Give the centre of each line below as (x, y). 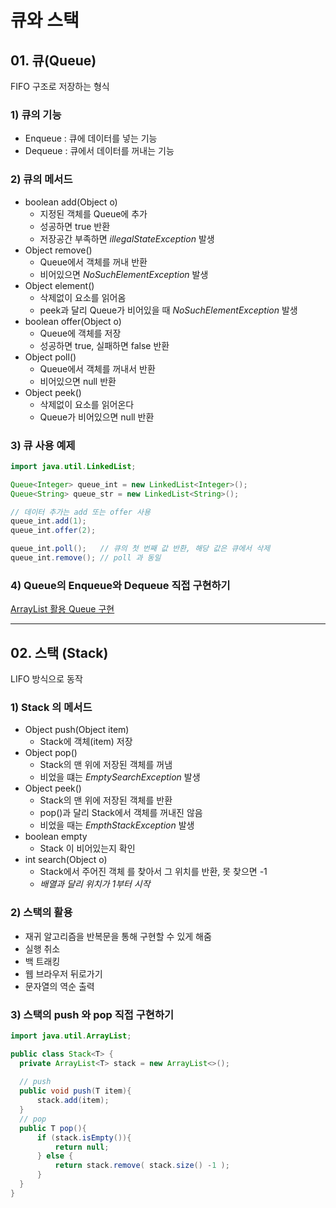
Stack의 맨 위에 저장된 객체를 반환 (106, 800)
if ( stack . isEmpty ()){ (84, 1137)
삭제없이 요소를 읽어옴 (83, 297)
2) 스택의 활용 (41, 913)
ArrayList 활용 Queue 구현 (62, 609)
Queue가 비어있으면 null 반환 (97, 417)
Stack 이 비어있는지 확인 (87, 848)
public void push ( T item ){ (75, 1091)
